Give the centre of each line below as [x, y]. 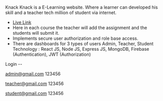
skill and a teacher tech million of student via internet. [61, 13]
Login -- [14, 64]
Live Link [22, 22]
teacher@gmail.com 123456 [35, 83]
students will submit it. [36, 33]
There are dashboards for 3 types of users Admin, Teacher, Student [83, 44]
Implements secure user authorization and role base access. [75, 38]
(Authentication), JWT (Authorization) [52, 54]
